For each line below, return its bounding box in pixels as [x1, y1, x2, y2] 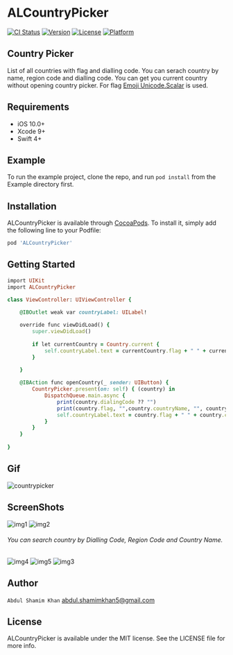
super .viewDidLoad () [32, 328, 92, 335]
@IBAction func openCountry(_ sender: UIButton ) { [19, 380, 169, 386]
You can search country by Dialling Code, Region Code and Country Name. [7, 536, 223, 544]
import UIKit [7, 277, 45, 284]
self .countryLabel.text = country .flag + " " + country [56, 411, 222, 418]
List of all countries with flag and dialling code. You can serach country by [7, 66, 219, 74]
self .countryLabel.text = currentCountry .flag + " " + [44, 347, 207, 355]
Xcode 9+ [17, 127, 46, 135]
